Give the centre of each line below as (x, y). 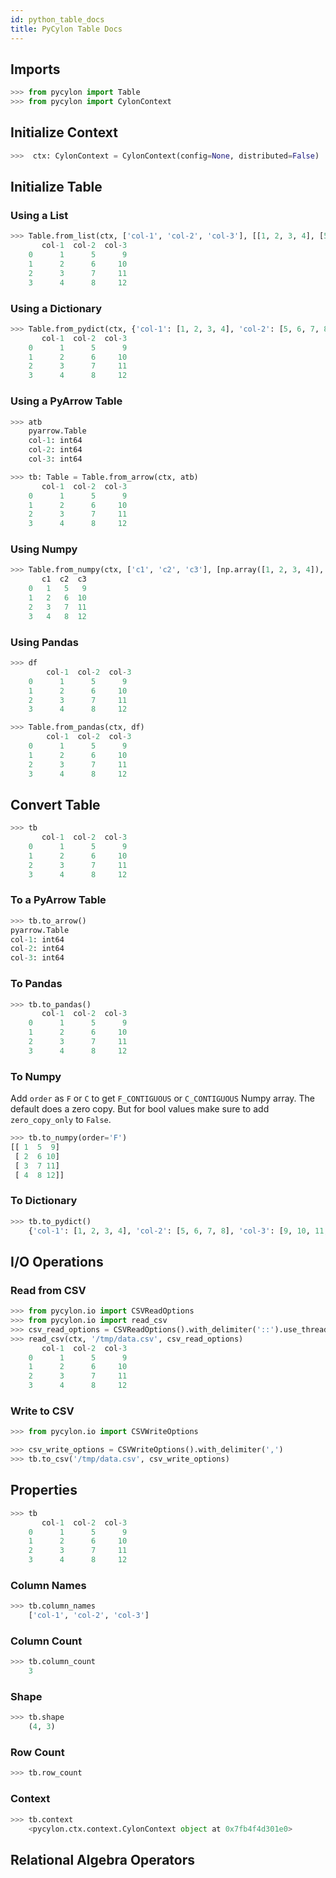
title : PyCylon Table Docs (66, 29)
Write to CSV (42, 1411)
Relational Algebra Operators (102, 1859)
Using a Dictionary (56, 308)
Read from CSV (48, 1290)
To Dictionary (44, 1201)
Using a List (39, 216)
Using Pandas (45, 642)
